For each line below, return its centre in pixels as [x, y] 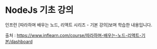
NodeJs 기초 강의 [39, 10]
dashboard [22, 41]
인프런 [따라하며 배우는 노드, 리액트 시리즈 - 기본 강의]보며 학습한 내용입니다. [79, 25]
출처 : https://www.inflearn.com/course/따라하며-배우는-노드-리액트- [73, 35]
